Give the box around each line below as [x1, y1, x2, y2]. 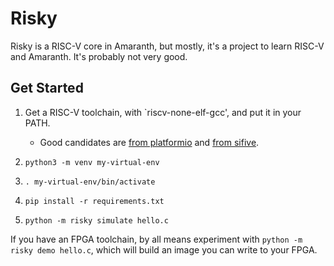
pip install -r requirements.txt [24, 196, 165, 206]
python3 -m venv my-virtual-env [24, 157, 160, 167]
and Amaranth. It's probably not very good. [10, 50, 188, 62]
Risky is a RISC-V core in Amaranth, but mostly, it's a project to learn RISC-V [10, 40, 325, 52]
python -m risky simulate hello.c [24, 215, 169, 226]
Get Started [10, 80, 84, 97]
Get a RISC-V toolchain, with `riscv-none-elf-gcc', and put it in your [24, 106, 302, 118]
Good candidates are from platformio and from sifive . [39, 136, 260, 148]
